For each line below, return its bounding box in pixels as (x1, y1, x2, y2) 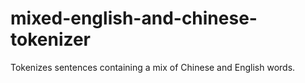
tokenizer (10, 28, 92, 51)
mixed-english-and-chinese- (10, 7, 258, 30)
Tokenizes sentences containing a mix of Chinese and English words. (10, 61, 296, 73)
